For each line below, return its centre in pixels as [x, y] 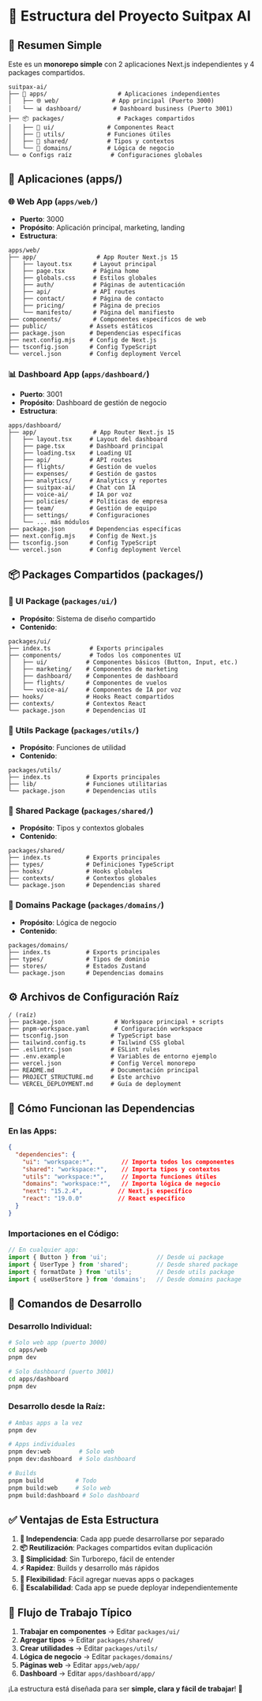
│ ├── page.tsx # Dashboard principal [86, 446]
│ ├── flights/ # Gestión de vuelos [82, 466]
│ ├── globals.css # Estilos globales [82, 278]
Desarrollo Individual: [50, 1326]
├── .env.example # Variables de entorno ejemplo [112, 1057]
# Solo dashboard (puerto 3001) [61, 1371]
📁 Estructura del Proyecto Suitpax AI [129, 16]
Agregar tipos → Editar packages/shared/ [86, 1640]
